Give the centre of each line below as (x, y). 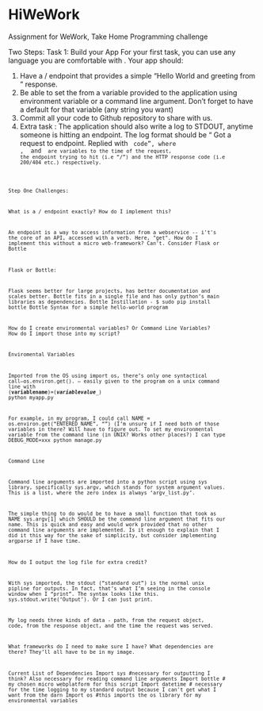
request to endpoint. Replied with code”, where (98, 143)
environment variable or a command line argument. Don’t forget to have (136, 101)
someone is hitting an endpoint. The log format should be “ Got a (126, 135)
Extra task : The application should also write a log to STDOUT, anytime (136, 126)
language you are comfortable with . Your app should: (96, 60)
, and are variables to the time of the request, (95, 151)
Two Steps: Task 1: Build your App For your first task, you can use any (122, 52)
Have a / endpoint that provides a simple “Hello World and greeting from (137, 75)
